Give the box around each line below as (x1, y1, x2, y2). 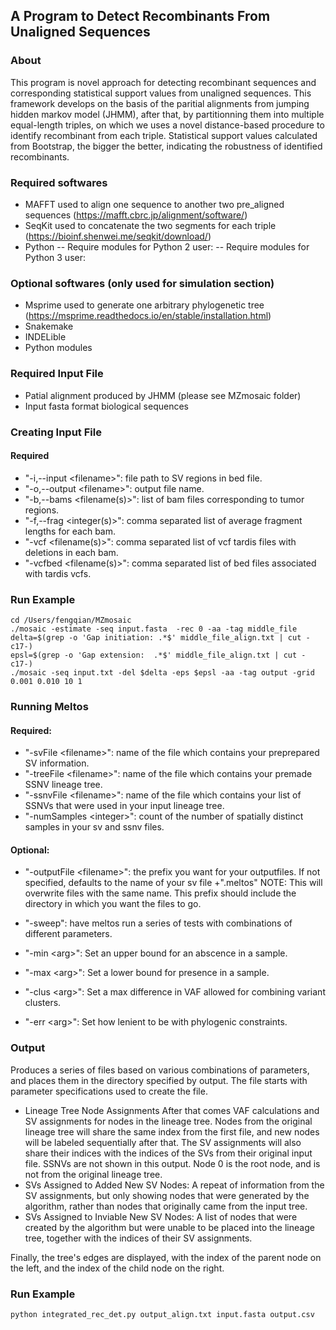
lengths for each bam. (24, 525, 117, 537)
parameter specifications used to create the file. (10, 1085, 208, 1097)
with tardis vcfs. (24, 567, 92, 579)
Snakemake (24, 320, 74, 333)
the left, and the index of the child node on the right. (10, 1262, 225, 1274)
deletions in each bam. (24, 546, 119, 558)
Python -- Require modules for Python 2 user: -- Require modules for (24, 240, 310, 253)
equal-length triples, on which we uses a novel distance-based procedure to (10, 119, 325, 131)
